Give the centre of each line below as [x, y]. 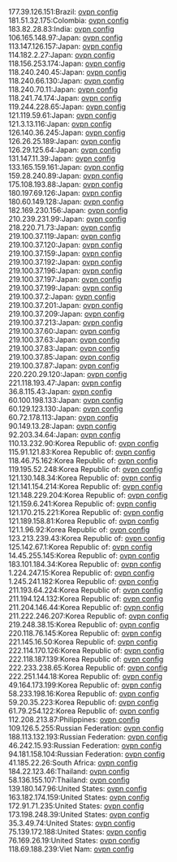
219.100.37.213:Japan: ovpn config [66, 323]
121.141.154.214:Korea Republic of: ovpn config [86, 486]
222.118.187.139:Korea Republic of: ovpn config [86, 659]
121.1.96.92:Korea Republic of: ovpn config [79, 530]
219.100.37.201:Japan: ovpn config [66, 305]
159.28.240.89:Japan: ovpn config [66, 175]
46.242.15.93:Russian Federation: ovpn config [85, 745]
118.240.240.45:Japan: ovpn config [68, 72]
